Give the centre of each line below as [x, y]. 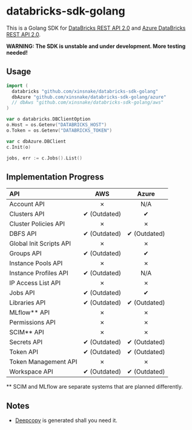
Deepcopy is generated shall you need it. [66, 420]
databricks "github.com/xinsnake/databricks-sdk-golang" [85, 91]
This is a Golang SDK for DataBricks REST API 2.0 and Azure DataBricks [96, 28]
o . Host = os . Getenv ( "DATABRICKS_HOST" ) [57, 125]
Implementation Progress [55, 177]
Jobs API [22, 293]
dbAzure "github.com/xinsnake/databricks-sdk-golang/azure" [89, 97]
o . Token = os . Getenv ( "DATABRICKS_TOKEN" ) [59, 130]
